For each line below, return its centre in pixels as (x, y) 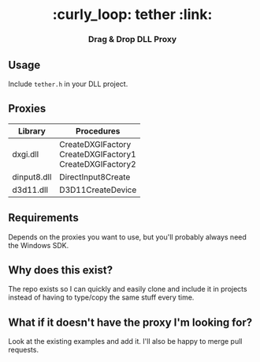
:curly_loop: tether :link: (132, 15)
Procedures (98, 130)
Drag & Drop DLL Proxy (132, 40)
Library (32, 130)
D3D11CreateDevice (98, 190)
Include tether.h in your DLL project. (68, 84)
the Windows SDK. (39, 245)
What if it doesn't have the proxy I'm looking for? (130, 322)
